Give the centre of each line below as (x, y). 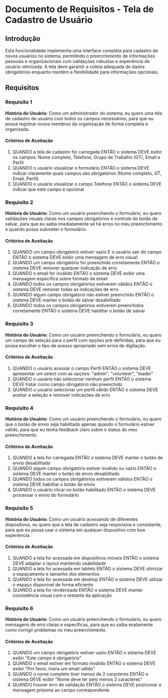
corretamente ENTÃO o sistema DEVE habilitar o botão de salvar (79, 311)
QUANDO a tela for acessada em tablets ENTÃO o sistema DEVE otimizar (88, 568)
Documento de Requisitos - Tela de (79, 9)
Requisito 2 (19, 202)
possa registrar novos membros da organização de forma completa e (77, 124)
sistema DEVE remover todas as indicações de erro (65, 289)
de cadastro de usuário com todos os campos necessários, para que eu (79, 118)
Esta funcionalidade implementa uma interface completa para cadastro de (82, 51)
